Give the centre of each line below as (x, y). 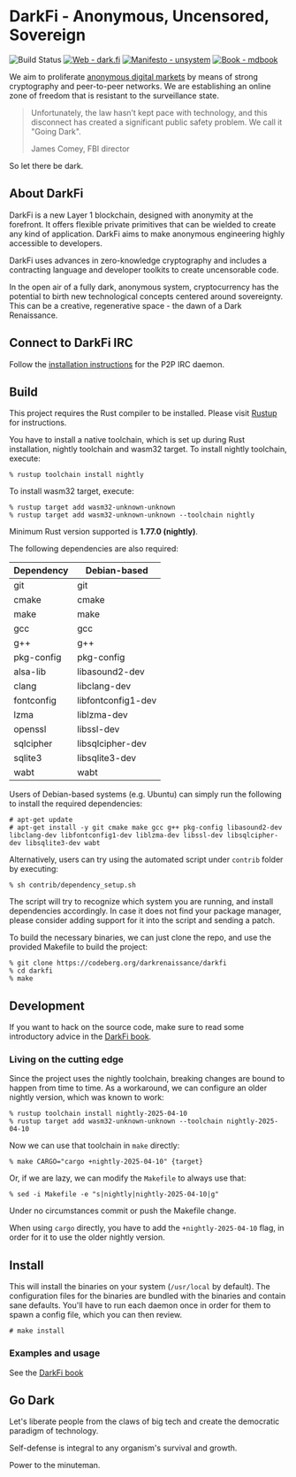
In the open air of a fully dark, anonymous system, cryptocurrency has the (144, 287)
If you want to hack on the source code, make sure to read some (127, 1027)
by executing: (34, 869)
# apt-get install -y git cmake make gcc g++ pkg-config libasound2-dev (146, 828)
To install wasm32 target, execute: (72, 491)
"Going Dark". (56, 131)
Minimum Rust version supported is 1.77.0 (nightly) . (104, 532)
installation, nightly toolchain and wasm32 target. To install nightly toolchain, (148, 450)
